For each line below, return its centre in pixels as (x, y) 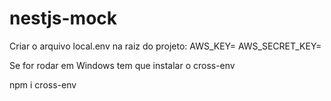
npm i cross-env (43, 84)
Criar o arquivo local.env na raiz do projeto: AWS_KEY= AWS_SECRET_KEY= (165, 46)
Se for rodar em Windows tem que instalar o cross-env (122, 65)
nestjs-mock (63, 18)
